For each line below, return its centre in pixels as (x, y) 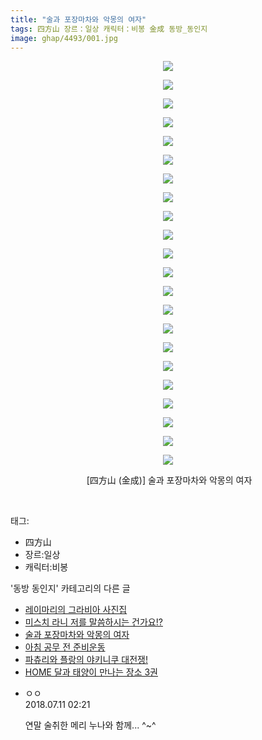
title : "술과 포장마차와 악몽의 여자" (78, 19)
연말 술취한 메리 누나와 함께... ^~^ (90, 725)
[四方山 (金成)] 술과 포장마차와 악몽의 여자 (169, 480)
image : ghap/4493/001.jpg (64, 38)
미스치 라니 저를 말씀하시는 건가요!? (93, 622)
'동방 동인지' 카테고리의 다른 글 (70, 588)
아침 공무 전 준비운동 (65, 647)
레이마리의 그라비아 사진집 (76, 610)
